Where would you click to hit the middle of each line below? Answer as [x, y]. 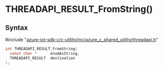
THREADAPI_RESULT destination [43, 58]
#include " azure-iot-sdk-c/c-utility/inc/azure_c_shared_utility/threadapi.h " [82, 39]
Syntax [17, 28]
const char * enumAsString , [45, 53]
